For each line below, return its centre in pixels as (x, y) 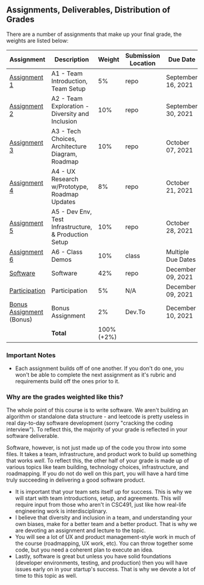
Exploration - (70, 106)
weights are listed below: (37, 40)
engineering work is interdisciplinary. (61, 511)
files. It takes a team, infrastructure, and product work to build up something (102, 454)
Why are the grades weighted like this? (65, 397)
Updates (63, 202)
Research (65, 179)
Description (72, 59)
